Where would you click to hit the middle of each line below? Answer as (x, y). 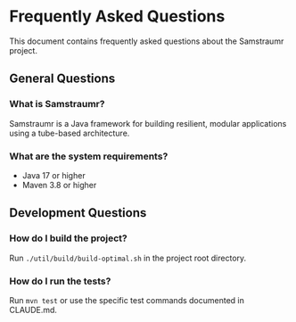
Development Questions (78, 213)
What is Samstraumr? (57, 104)
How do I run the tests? (60, 281)
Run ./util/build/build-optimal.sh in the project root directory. (128, 258)
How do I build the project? (68, 238)
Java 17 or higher (54, 175)
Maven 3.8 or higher (59, 185)
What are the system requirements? (89, 156)
